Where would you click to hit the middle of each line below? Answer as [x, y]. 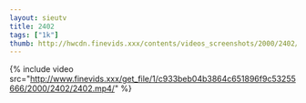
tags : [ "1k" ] [34, 35]
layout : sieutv [38, 18]
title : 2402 [32, 26]
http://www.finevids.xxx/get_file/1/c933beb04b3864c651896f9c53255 [163, 79]
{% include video [42, 69]
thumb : [22, 43]
